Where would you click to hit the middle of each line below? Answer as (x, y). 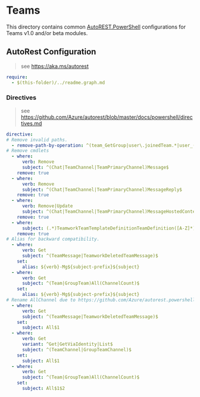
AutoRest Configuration (51, 52)
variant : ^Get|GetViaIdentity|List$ (67, 344)
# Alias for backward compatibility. (53, 239)
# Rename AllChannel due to (41, 300)
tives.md (31, 123)
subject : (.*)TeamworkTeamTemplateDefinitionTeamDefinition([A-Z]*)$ (110, 228)
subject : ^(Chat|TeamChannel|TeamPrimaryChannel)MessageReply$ (102, 190)
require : (17, 77)
